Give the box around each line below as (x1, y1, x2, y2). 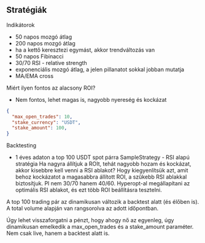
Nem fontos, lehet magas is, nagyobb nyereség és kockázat (15, 96, 167, 103)
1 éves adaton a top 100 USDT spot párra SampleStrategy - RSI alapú (15, 153, 190, 161)
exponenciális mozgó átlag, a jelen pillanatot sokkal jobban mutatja (15, 66, 185, 73)
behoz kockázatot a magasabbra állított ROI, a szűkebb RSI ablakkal (15, 173, 187, 180)
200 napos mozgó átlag (15, 39, 75, 47)
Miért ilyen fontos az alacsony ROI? (6, 84, 96, 91)
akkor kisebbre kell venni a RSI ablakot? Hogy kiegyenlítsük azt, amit (15, 167, 188, 174)
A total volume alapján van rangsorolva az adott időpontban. (6, 205, 159, 212)
